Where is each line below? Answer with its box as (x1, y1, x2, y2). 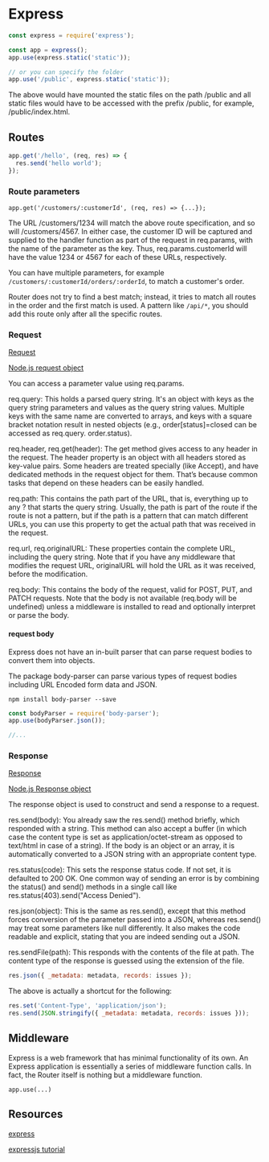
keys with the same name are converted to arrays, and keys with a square (8, 411, 253, 421)
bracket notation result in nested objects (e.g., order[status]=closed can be (8, 420, 257, 430)
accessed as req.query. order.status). (8, 428, 132, 439)
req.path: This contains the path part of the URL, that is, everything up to (8, 494, 249, 504)
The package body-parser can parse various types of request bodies (8, 671, 238, 681)
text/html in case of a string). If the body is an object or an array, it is (8, 841, 235, 851)
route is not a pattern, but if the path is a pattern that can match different (8, 511, 249, 521)
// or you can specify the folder (8, 68, 124, 76)
